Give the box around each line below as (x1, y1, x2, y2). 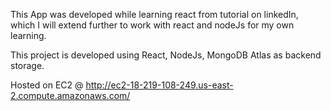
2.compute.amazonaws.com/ (10, 90, 131, 101)
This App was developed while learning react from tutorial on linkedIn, (10, 9, 299, 20)
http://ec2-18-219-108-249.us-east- (85, 79, 234, 91)
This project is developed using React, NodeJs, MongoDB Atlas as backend (10, 49, 322, 61)
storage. (10, 60, 45, 71)
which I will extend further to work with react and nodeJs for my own (10, 19, 295, 31)
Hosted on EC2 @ (10, 79, 84, 91)
